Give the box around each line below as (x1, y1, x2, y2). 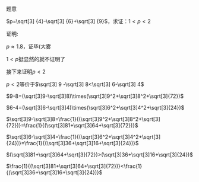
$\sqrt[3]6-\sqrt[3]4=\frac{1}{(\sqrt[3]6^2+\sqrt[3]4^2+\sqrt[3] (6, 133, 161, 141)
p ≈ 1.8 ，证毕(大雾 (6, 43, 52, 50)
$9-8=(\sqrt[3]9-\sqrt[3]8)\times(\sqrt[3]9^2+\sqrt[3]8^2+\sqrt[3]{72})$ (6, 92, 184, 100)
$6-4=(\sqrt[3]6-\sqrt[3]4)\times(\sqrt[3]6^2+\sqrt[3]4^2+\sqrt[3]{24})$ (6, 104, 185, 111)
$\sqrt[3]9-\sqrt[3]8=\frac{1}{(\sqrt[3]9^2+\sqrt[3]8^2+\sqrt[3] (6, 116, 160, 123)
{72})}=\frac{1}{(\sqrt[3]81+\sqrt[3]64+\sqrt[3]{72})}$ (6, 122, 138, 129)
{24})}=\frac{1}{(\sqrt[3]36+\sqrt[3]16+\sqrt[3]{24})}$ (6, 140, 139, 146)
